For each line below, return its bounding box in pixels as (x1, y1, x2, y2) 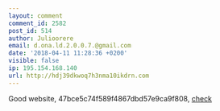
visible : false (8, 57, 60, 65)
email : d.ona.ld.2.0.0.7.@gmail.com (8, 42, 131, 50)
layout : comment (8, 11, 63, 20)
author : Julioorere (8, 34, 74, 43)
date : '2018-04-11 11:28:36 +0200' (8, 49, 128, 57)
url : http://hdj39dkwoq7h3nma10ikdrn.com (8, 72, 150, 80)
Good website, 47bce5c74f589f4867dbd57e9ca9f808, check (8, 93, 212, 103)
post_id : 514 (8, 27, 52, 35)
